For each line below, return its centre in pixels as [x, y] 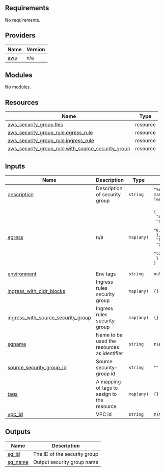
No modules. [18, 87]
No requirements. [23, 20]
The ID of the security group [66, 454]
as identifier [110, 353]
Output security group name [66, 462]
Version [36, 49]
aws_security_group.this [35, 125]
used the [106, 341]
